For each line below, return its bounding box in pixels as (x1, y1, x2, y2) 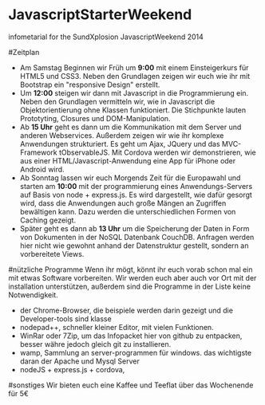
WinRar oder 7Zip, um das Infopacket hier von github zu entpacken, (19, 331, 243, 340)
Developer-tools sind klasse (19, 313, 112, 324)
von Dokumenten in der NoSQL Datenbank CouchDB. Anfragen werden (19, 232, 255, 242)
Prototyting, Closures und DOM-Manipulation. (19, 113, 171, 123)
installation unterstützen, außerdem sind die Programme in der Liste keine (8, 281, 251, 291)
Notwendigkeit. (8, 289, 58, 300)
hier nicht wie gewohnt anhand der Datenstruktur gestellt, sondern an (19, 241, 249, 250)
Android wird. (19, 164, 65, 174)
